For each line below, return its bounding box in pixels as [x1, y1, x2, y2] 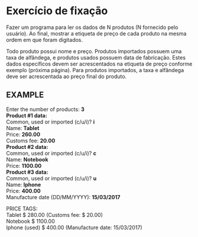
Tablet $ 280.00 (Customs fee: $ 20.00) [6, 211, 103, 218]
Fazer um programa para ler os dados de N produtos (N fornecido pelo [6, 24, 178, 31]
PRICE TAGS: [6, 205, 38, 212]
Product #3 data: [6, 168, 48, 176]
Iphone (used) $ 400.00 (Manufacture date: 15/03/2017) [6, 223, 143, 231]
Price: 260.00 [6, 131, 40, 138]
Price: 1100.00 [6, 162, 42, 169]
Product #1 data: [6, 112, 47, 119]
